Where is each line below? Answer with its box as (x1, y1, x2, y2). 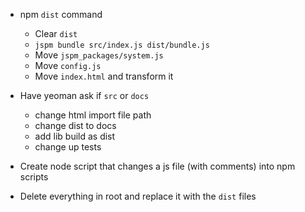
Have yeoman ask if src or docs (19, 90, 150, 101)
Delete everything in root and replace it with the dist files (19, 190, 257, 202)
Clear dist (34, 28, 78, 39)
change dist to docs (34, 120, 117, 131)
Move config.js (34, 60, 102, 71)
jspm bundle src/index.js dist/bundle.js (34, 40, 210, 50)
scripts (19, 171, 49, 183)
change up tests (34, 141, 102, 153)
